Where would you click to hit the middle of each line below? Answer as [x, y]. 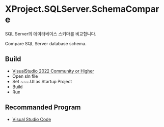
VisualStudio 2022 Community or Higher [53, 71]
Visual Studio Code [32, 119]
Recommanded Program [43, 108]
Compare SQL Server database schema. [46, 43]
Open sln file [25, 76]
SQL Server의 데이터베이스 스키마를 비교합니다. [51, 33]
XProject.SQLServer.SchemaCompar [82, 9]
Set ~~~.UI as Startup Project [42, 81]
